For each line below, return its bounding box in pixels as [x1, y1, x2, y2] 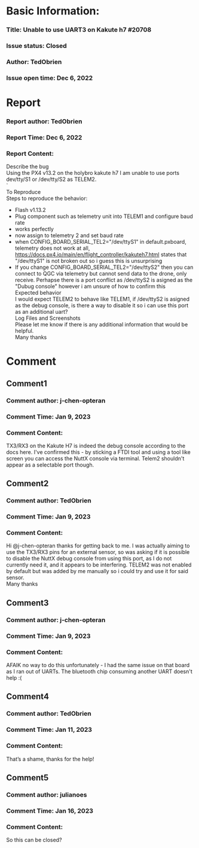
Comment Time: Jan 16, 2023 [6, 807, 94, 815]
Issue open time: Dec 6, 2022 [6, 74, 93, 82]
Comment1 [6, 378, 48, 389]
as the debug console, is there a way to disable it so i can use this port [14, 302, 189, 309]
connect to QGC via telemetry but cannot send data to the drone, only [14, 270, 187, 277]
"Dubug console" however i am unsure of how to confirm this [14, 283, 166, 290]
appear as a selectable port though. [6, 461, 94, 468]
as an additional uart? [14, 308, 68, 316]
